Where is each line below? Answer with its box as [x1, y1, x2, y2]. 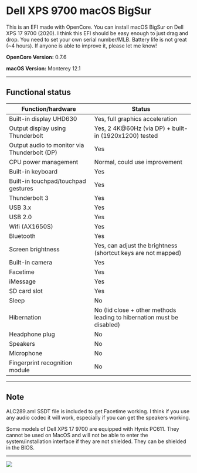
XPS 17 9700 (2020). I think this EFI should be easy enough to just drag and [6, 29, 189, 36]
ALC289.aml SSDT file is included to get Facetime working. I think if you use [6, 407, 190, 414]
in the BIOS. [6, 444, 35, 451]
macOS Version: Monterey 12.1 [6, 64, 81, 72]
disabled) [94, 321, 120, 329]
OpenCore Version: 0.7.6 [6, 53, 67, 60]
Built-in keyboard [9, 167, 57, 175]
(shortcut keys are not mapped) [94, 249, 182, 257]
